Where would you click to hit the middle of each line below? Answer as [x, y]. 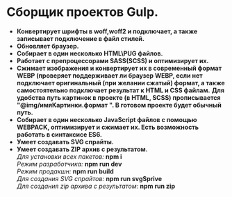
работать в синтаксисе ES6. [59, 134]
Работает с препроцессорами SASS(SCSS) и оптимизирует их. [113, 60]
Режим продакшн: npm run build [65, 171]
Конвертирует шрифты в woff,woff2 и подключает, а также [107, 31]
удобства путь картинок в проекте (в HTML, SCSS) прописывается [118, 97]
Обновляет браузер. [48, 46]
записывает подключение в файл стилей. [81, 38]
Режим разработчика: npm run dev [69, 164]
